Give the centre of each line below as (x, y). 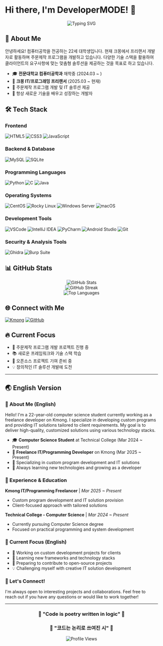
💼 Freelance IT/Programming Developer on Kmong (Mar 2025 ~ (77, 452)
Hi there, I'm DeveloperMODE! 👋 (71, 10)
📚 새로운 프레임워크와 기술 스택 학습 (47, 353)
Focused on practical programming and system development (73, 529)
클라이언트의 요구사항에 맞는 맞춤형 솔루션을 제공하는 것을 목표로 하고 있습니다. (80, 63)
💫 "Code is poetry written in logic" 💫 (81, 614)
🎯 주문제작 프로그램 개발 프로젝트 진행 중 (50, 347)
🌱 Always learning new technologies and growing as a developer (77, 468)
